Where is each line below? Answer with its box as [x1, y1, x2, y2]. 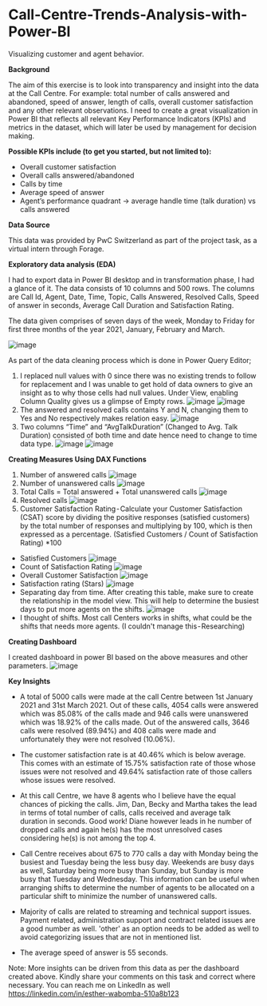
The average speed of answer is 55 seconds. [19, 948, 169, 957]
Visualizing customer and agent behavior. [8, 49, 145, 58]
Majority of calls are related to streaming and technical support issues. [19, 906, 252, 916]
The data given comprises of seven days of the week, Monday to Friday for [8, 316, 255, 325]
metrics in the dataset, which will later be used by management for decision [8, 122, 257, 132]
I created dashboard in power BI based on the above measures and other [8, 652, 249, 661]
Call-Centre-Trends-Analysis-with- [8, 6, 248, 24]
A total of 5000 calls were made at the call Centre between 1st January [19, 692, 253, 701]
